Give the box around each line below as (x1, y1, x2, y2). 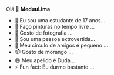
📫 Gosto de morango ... (14, 49, 73, 55)
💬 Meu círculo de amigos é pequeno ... (14, 42, 109, 49)
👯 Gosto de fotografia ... (14, 29, 73, 36)
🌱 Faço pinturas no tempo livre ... (14, 23, 95, 30)
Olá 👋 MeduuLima (6, 6, 51, 12)
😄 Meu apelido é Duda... (14, 57, 75, 64)
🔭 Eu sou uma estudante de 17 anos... (14, 17, 106, 23)
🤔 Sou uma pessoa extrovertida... (14, 36, 95, 42)
